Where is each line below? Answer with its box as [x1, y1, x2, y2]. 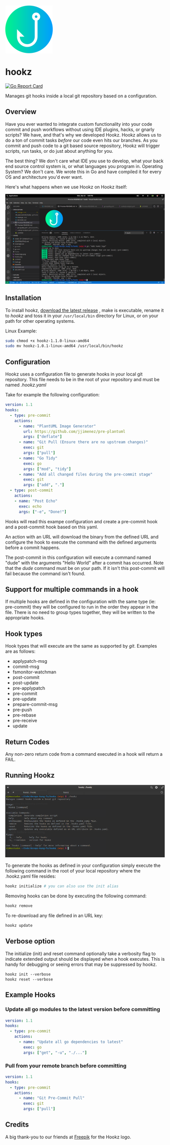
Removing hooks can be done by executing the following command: [5, 893, 147, 899]
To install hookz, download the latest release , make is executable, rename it [5, 307, 164, 313]
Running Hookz [5, 771, 55, 780]
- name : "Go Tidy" [18, 455, 58, 461]
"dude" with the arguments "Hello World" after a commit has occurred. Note [5, 559, 164, 566]
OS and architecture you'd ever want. [5, 174, 83, 180]
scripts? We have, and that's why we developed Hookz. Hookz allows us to [5, 131, 162, 138]
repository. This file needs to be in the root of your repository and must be [5, 377, 160, 383]
